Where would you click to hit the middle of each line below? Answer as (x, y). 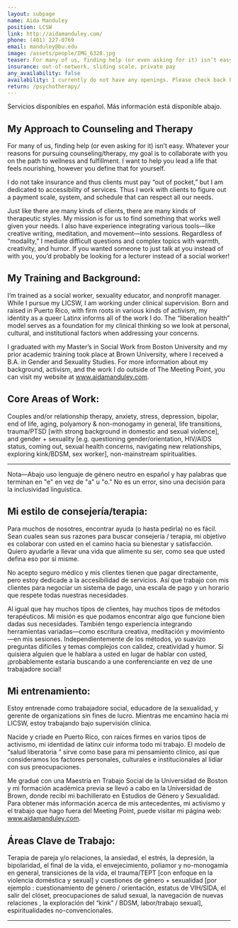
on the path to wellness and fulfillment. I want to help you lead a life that (112, 161)
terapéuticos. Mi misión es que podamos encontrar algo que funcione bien (116, 616)
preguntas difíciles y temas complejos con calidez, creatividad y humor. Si (116, 646)
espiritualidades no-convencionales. (60, 910)
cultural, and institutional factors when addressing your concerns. (103, 333)
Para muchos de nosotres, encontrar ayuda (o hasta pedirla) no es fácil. (112, 528)
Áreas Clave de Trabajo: (61, 841)
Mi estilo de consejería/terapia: (78, 512)
